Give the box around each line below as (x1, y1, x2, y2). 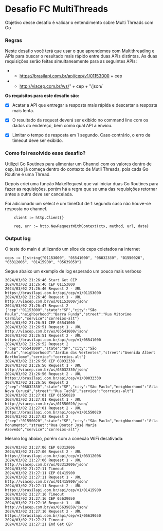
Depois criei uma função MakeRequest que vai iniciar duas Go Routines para (5, 180, 159, 186)
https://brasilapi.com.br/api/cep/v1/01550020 (5, 410, 101, 415)
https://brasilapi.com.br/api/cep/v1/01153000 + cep (19, 73, 123, 79)
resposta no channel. (5, 206, 48, 212)
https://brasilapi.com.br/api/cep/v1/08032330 (5, 376, 101, 381)
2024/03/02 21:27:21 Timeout (5, 518, 64, 523)
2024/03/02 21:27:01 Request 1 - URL (5, 397, 82, 402)
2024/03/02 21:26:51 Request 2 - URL (5, 333, 82, 338)
